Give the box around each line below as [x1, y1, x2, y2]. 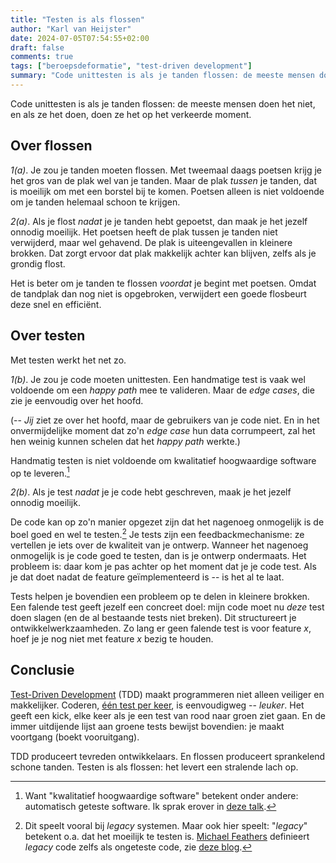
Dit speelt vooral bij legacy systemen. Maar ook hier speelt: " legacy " [24, 819, 308, 831]
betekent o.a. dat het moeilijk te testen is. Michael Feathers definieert [24, 830, 310, 842]
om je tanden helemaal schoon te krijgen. [10, 196, 181, 208]
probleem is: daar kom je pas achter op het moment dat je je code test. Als [10, 560, 317, 572]
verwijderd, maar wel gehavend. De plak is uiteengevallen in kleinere [10, 236, 293, 248]
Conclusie [10, 662, 75, 679]
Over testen [10, 327, 86, 345]
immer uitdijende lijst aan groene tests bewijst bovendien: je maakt [10, 720, 285, 732]
